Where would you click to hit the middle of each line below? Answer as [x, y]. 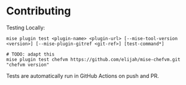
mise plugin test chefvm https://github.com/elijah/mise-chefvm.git [93, 59]
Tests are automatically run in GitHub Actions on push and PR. [83, 75]
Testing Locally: [26, 28]
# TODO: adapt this [31, 54]
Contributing [39, 11]
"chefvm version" [28, 65]
